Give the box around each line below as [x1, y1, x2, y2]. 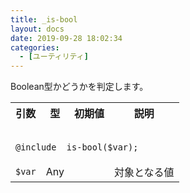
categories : [10, 42, 60, 53]
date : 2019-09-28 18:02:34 [10, 33, 123, 43]
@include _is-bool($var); [15, 142, 139, 153]
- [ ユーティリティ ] [19, 52, 89, 62]
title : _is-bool [10, 14, 78, 25]
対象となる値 [114, 166, 175, 180]
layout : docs [10, 24, 65, 34]
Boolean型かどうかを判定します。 [10, 81, 149, 93]
